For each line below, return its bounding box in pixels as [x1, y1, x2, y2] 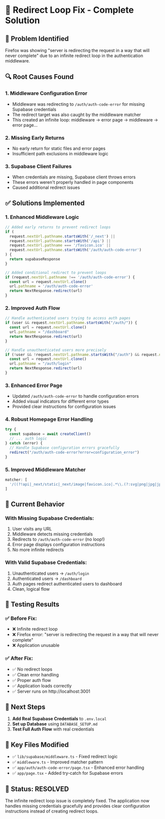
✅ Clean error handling [12, 672, 59, 677]
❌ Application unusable [12, 643, 60, 648]
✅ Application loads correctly [12, 683, 72, 689]
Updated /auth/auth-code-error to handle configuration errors [12, 393, 139, 399]
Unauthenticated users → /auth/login [12, 570, 89, 576]
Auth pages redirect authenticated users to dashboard [12, 581, 122, 586]
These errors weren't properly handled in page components [12, 179, 134, 185]
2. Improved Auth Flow [5, 305, 60, 312]
